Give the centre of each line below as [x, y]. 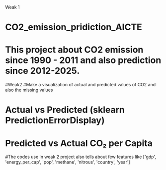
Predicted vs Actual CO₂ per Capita [79, 143]
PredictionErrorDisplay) [55, 120]
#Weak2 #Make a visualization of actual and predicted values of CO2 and [81, 85]
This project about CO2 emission [74, 50]
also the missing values [29, 90]
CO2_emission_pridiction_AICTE [74, 27]
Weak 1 [12, 7]
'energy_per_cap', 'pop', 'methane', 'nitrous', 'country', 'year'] [68, 162]
